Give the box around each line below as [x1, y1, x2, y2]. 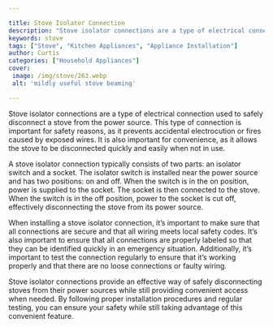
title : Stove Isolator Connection [8, 19, 126, 27]
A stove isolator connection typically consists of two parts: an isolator [8, 159, 241, 169]
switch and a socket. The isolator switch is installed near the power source [8, 167, 258, 177]
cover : [8, 64, 31, 73]
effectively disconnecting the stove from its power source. [8, 202, 204, 212]
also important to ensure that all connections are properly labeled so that [8, 234, 252, 244]
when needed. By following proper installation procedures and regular [8, 294, 243, 303]
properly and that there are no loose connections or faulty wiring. [8, 260, 227, 270]
